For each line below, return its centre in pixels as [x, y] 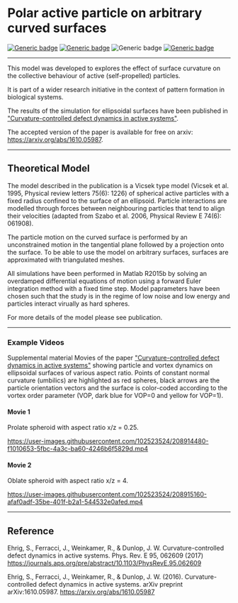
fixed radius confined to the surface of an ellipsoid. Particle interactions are [117, 201]
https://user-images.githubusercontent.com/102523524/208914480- [108, 441]
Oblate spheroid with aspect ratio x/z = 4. [68, 481]
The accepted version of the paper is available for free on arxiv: [100, 132]
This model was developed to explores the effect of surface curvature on [114, 68]
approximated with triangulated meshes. [66, 260]
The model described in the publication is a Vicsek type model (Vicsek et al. [118, 185]
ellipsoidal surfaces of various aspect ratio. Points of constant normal [109, 373]
